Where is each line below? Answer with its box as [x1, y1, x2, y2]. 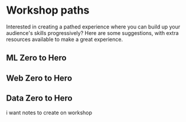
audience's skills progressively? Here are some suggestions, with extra [6, 29, 179, 36]
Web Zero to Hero [6, 73, 73, 83]
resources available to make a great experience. [6, 36, 123, 43]
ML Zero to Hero [6, 53, 67, 63]
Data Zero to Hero [6, 93, 73, 104]
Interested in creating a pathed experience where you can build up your [6, 23, 181, 30]
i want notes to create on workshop [6, 109, 93, 116]
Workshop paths [6, 4, 90, 17]
